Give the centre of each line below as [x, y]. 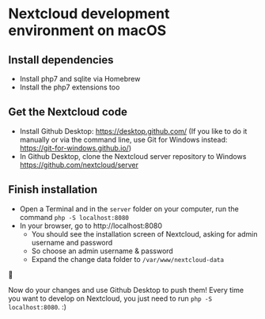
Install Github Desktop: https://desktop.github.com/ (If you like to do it [133, 131]
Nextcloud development [89, 14]
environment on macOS [87, 30]
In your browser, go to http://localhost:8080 [91, 226]
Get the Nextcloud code [68, 112]
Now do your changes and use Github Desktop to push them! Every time [126, 290]
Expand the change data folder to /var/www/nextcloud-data [127, 259]
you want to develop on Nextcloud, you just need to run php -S [110, 298]
